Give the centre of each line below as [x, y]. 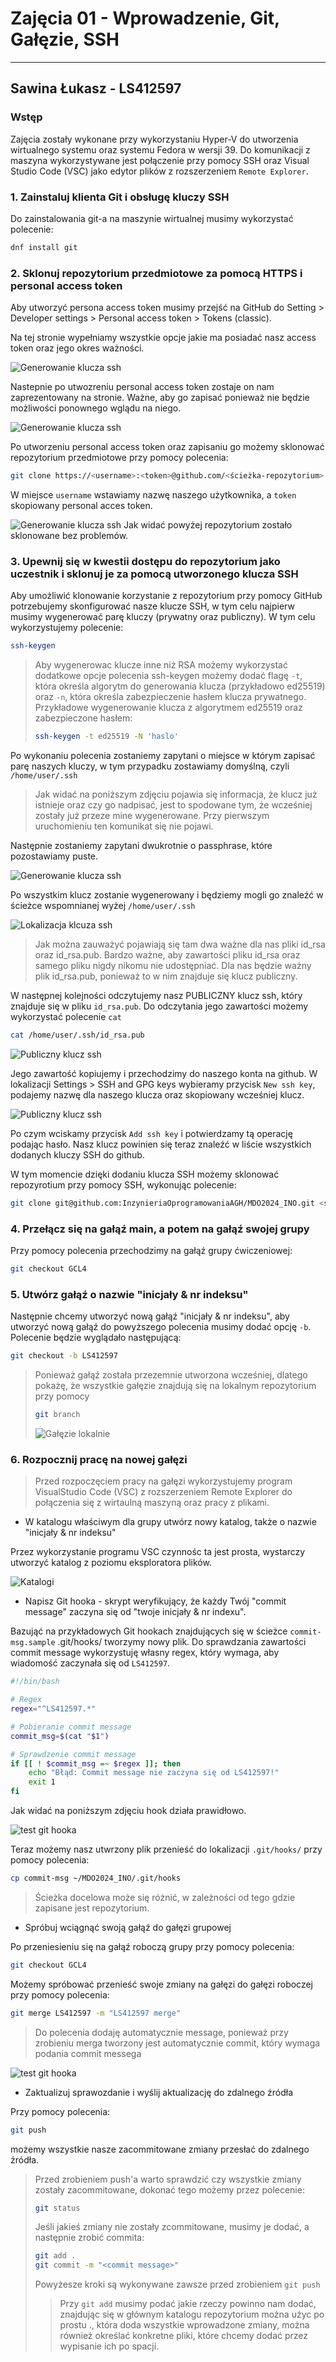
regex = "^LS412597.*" [53, 1709]
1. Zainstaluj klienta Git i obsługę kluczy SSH [120, 197]
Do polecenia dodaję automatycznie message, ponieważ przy [161, 2032]
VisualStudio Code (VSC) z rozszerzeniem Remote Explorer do [163, 1492]
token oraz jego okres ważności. [77, 348]
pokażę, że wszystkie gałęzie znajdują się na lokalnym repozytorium [175, 1386]
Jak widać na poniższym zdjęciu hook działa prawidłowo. [128, 1811]
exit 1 [42, 1782]
